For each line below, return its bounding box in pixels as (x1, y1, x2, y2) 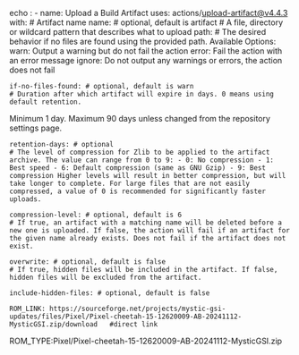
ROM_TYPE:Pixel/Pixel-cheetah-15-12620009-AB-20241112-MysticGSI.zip (9, 335, 283, 346)
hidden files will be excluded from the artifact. (9, 273, 202, 282)
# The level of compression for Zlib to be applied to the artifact (9, 148, 270, 156)
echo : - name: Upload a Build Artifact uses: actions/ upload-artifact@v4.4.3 (9, 8, 288, 18)
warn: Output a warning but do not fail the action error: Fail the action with (9, 46, 283, 56)
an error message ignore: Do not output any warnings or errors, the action (9, 55, 283, 65)
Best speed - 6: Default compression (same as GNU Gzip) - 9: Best (9, 164, 267, 173)
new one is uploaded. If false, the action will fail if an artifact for (9, 226, 291, 235)
